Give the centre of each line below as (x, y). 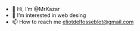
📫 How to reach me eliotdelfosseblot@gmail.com (73, 22)
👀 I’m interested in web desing (49, 15)
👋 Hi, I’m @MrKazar (36, 9)
